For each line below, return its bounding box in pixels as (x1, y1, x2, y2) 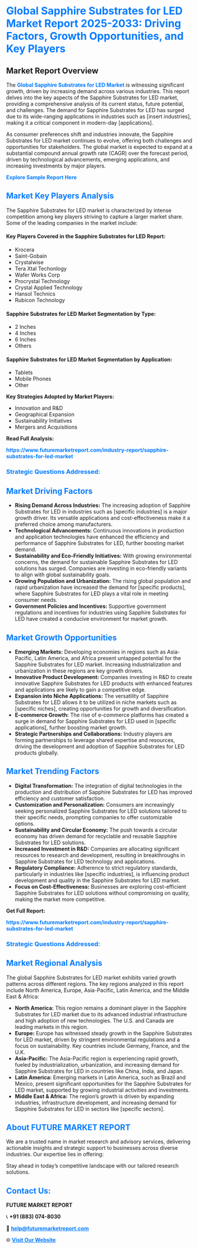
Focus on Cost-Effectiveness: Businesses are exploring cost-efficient (14, 883, 186, 890)
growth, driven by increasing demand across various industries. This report (6, 88, 190, 94)
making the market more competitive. (14, 895, 106, 903)
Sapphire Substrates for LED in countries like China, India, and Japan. (14, 1067, 184, 1074)
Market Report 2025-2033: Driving (6, 17, 181, 30)
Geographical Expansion (14, 411, 75, 418)
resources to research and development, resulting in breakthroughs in (14, 851, 185, 858)
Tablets (14, 369, 33, 376)
